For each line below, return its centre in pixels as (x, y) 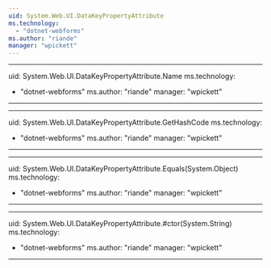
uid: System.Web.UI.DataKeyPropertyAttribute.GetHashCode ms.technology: (135, 122)
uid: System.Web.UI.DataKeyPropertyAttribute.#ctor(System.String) (120, 224)
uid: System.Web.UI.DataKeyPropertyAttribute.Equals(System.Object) (123, 169)
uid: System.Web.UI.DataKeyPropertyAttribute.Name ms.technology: (122, 76)
